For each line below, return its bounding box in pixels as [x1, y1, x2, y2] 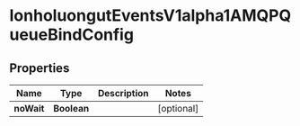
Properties [9, 60, 70, 76]
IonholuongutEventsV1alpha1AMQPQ [9, 5, 292, 26]
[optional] [157, 103, 199, 114]
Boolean [53, 103, 90, 114]
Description [97, 87, 150, 99]
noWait [13, 103, 45, 114]
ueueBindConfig [9, 24, 135, 45]
